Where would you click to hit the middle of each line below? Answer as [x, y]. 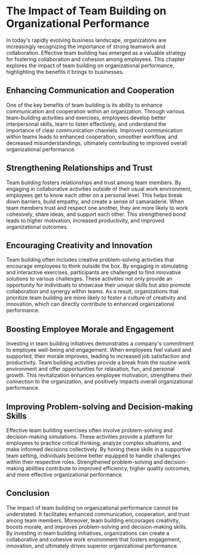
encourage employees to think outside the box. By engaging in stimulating [97, 266]
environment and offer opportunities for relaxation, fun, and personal [90, 369]
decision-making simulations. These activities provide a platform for [89, 437]
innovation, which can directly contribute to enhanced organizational [90, 304]
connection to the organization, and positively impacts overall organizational [100, 382]
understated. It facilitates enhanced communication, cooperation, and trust [98, 514]
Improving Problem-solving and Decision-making [100, 407]
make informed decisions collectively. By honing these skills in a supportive [99, 449]
